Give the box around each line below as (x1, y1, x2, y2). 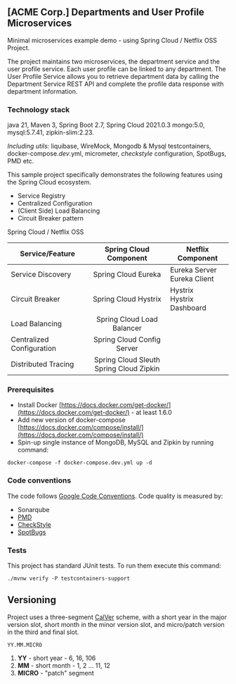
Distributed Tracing (11, 359, 74, 369)
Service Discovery (11, 270, 72, 280)
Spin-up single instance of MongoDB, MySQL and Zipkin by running (17, 438, 214, 447)
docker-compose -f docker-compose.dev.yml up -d (7, 459, 152, 466)
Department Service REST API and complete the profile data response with (7, 80, 224, 88)
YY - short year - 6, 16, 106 (17, 654, 96, 662)
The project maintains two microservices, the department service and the (7, 57, 220, 66)
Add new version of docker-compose (17, 416, 126, 424)
